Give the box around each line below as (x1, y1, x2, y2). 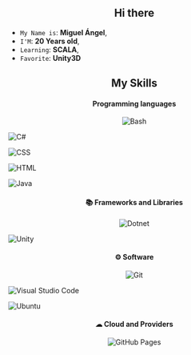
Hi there (113, 6, 155, 20)
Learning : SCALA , (19, 44, 80, 54)
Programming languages (92, 99, 177, 108)
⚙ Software (114, 252, 154, 262)
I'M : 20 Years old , (19, 36, 80, 46)
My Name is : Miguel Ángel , (19, 27, 108, 37)
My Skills (110, 76, 158, 91)
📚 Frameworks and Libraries (85, 198, 184, 207)
